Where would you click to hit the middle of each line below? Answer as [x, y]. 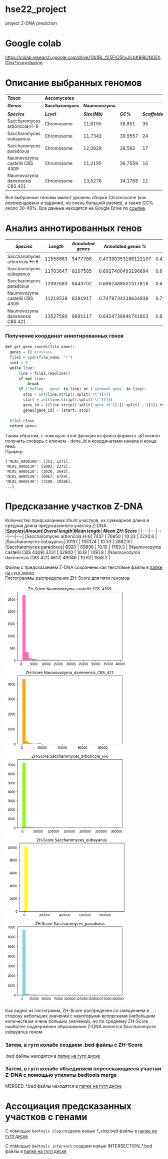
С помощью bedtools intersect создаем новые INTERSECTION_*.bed [79, 1146]
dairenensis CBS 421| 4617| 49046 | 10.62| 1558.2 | [58, 558]
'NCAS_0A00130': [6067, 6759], [38, 477]
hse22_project [36, 9]
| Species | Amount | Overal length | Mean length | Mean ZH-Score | [72, 531]
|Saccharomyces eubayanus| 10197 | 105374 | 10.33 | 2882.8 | [69, 542]
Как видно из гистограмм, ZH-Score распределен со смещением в [77, 1011]
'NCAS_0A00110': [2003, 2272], [38, 467]
